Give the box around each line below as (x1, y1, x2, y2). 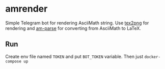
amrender (5, 3, 48, 15)
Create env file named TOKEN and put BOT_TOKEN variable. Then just (5, 53, 144, 59)
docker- (144, 54, 161, 59)
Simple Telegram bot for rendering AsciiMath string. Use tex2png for (5, 20, 149, 26)
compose (5, 59, 22, 64)
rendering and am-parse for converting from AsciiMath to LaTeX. (5, 25, 142, 31)
